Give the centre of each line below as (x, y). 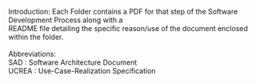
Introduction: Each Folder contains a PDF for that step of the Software (123, 12)
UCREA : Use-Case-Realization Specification (82, 71)
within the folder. (36, 37)
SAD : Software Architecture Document (73, 62)
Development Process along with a (66, 20)
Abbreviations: (32, 54)
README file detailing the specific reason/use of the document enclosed (128, 28)
